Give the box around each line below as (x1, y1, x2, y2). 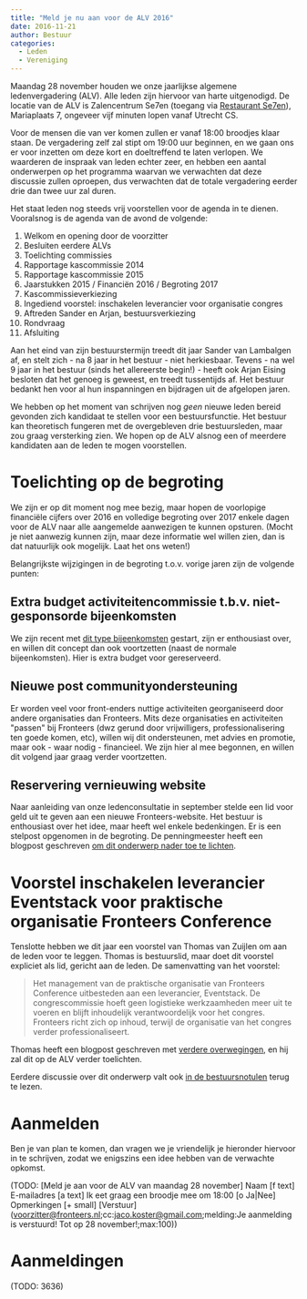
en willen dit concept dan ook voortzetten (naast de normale (10, 642, 237, 653)
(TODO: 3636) (10, 1281, 64, 1292)
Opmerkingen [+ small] (10, 1200, 97, 1211)
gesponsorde (10, 609, 88, 624)
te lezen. (10, 1081, 43, 1092)
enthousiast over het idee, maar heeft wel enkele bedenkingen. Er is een (10, 821, 281, 832)
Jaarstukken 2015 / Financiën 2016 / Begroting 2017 (23, 279, 219, 290)
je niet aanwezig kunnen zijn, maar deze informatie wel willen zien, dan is (10, 530, 285, 542)
